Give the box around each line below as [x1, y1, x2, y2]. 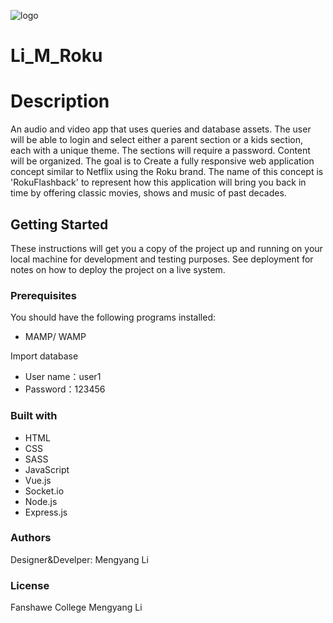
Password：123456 [24, 383, 106, 395]
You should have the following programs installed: [10, 311, 217, 324]
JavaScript [24, 463, 70, 475]
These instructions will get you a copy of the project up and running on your [10, 242, 323, 254]
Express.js [24, 506, 68, 518]
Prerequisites [10, 288, 77, 302]
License [10, 578, 50, 592]
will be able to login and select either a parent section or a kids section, [10, 134, 304, 146]
